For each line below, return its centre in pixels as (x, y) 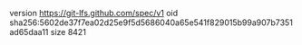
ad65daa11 (29, 32)
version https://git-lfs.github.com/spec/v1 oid (94, 13)
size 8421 (68, 32)
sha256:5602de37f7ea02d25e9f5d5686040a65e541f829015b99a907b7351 (151, 22)
